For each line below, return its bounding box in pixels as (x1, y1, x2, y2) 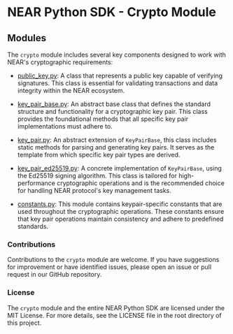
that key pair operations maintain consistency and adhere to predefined (17, 215, 224, 223)
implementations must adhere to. (17, 122, 113, 130)
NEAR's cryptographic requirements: (7, 58, 113, 66)
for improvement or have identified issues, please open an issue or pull (7, 263, 212, 271)
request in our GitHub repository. (7, 270, 102, 279)
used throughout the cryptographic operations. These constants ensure (17, 208, 225, 215)
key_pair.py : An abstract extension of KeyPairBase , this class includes (17, 136, 217, 144)
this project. (7, 319, 42, 327)
